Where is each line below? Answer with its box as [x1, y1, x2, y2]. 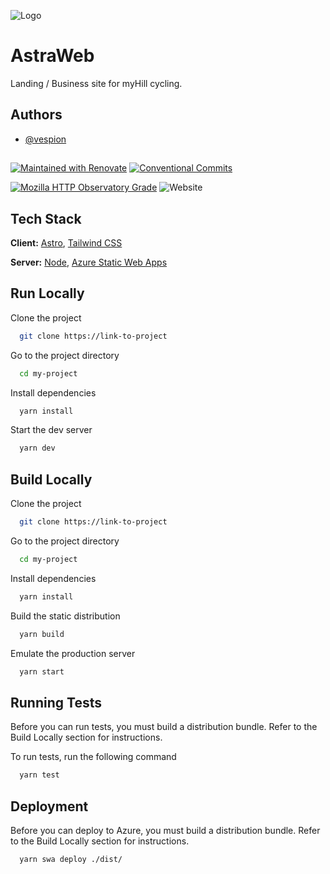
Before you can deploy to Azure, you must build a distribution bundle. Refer [10, 824, 321, 836]
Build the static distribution [10, 610, 121, 622]
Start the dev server [10, 424, 93, 436]
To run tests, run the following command [10, 751, 177, 763]
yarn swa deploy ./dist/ [19, 854, 123, 864]
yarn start [19, 666, 65, 677]
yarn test [19, 770, 60, 780]
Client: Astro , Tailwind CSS [10, 236, 123, 249]
